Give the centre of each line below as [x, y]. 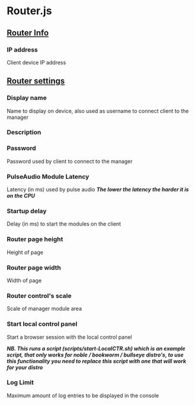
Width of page [24, 280]
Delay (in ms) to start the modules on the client [64, 224]
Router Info [28, 33]
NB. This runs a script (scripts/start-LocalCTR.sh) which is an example [96, 348]
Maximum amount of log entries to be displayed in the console [83, 396]
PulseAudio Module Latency [48, 176]
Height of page [25, 252]
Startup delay [27, 211]
